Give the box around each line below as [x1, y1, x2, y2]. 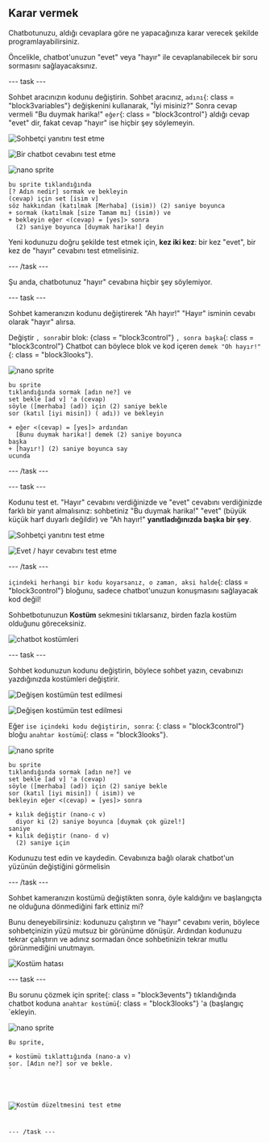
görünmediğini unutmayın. [8, 943, 95, 952]
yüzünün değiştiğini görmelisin [8, 861, 110, 871]
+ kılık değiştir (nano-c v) [8, 810, 106, 819]
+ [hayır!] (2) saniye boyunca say [8, 445, 128, 453]
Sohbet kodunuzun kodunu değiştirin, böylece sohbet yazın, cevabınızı [8, 665, 243, 675]
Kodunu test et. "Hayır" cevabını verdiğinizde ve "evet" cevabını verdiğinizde [8, 497, 263, 507]
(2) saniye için [15, 838, 70, 847]
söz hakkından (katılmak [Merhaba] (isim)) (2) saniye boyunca [8, 201, 226, 209]
